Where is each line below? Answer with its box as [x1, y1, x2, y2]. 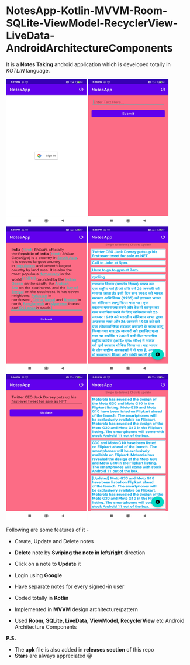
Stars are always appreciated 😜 [14, 652, 92, 659]
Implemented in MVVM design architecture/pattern [14, 605, 139, 613]
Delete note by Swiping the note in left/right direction [14, 549, 146, 556]
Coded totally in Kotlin [14, 594, 69, 601]
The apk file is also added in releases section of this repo [14, 646, 154, 653]
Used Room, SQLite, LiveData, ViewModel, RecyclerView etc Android [14, 617, 185, 624]
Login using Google [14, 571, 63, 578]
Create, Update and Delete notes [14, 537, 94, 544]
